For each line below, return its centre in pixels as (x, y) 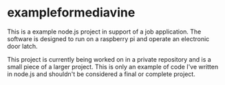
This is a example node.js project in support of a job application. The (104, 32)
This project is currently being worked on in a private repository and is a (109, 59)
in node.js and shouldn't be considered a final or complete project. (101, 74)
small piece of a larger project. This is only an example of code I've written (113, 66)
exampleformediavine (71, 13)
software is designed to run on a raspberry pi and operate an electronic (108, 38)
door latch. (22, 46)
